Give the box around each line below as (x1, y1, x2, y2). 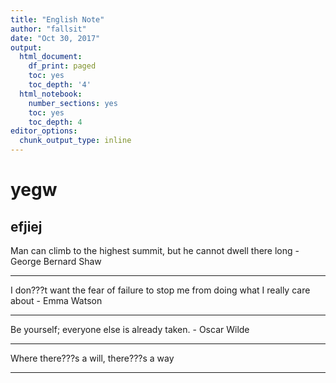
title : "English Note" (10, 14, 105, 25)
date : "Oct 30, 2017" (10, 33, 101, 43)
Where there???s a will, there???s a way (10, 352, 175, 364)
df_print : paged (28, 61, 97, 71)
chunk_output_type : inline (19, 136, 132, 146)
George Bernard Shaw (10, 256, 102, 267)
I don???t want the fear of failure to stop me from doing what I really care (10, 284, 311, 296)
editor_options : (10, 126, 78, 136)
